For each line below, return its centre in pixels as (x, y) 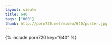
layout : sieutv (21, 10)
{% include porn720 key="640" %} (41, 38)
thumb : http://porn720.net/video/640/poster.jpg (56, 23)
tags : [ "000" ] (20, 19)
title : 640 (16, 14)
